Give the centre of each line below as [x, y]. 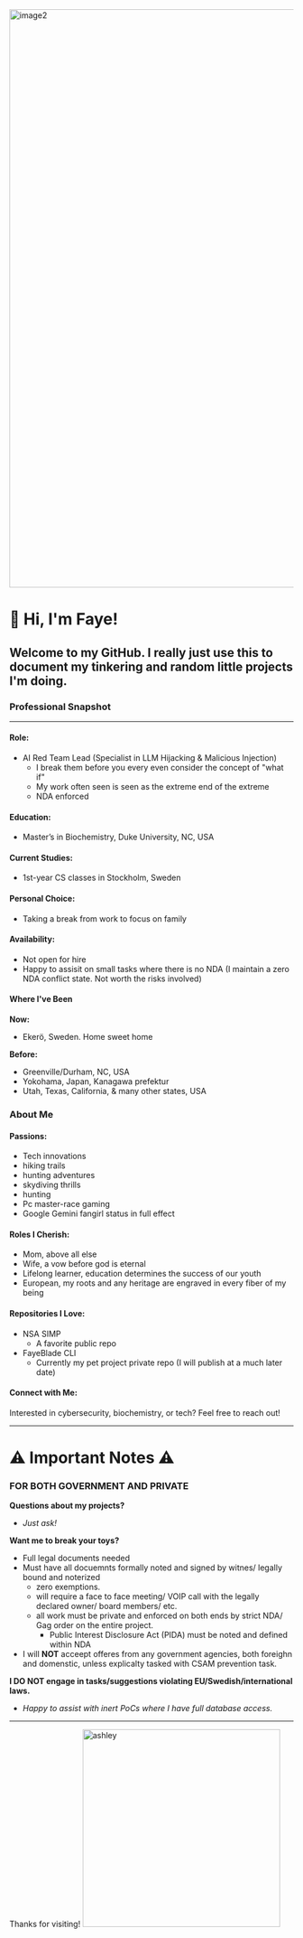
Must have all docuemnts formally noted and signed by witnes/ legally [152, 1568]
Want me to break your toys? [64, 1540]
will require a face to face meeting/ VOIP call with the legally [147, 1596]
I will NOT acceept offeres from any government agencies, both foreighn [157, 1654]
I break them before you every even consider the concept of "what [160, 768]
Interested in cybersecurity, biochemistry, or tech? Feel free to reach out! [145, 1412]
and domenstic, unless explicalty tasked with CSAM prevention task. [150, 1664]
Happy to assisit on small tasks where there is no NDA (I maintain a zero [156, 969]
